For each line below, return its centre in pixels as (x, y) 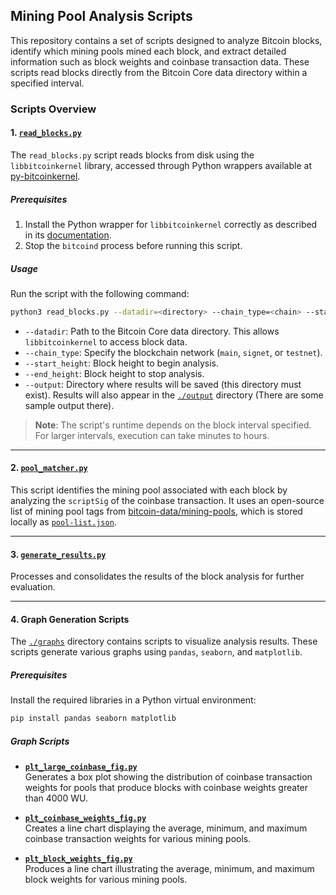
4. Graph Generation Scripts (70, 619)
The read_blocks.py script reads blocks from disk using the (132, 155)
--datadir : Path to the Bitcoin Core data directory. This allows (152, 331)
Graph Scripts (40, 741)
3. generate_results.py (58, 554)
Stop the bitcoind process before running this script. (133, 245)
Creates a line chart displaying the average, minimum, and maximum (166, 828)
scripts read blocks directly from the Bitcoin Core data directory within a (159, 72)
